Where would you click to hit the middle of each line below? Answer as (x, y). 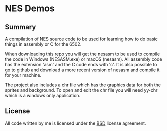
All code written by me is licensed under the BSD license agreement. (76, 123)
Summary (21, 27)
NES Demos (30, 9)
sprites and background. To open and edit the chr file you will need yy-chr (81, 90)
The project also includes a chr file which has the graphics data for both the (83, 85)
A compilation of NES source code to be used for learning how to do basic (82, 39)
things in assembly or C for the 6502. (43, 44)
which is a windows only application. (43, 95)
